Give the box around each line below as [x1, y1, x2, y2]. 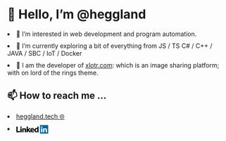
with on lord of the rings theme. [7, 68, 99, 77]
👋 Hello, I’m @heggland [7, 6, 146, 23]
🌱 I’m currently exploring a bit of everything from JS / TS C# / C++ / [16, 42, 213, 50]
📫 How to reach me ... [7, 90, 107, 102]
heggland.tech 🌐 [16, 112, 65, 121]
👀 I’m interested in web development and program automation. [16, 30, 197, 38]
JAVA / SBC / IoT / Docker [7, 49, 82, 57]
